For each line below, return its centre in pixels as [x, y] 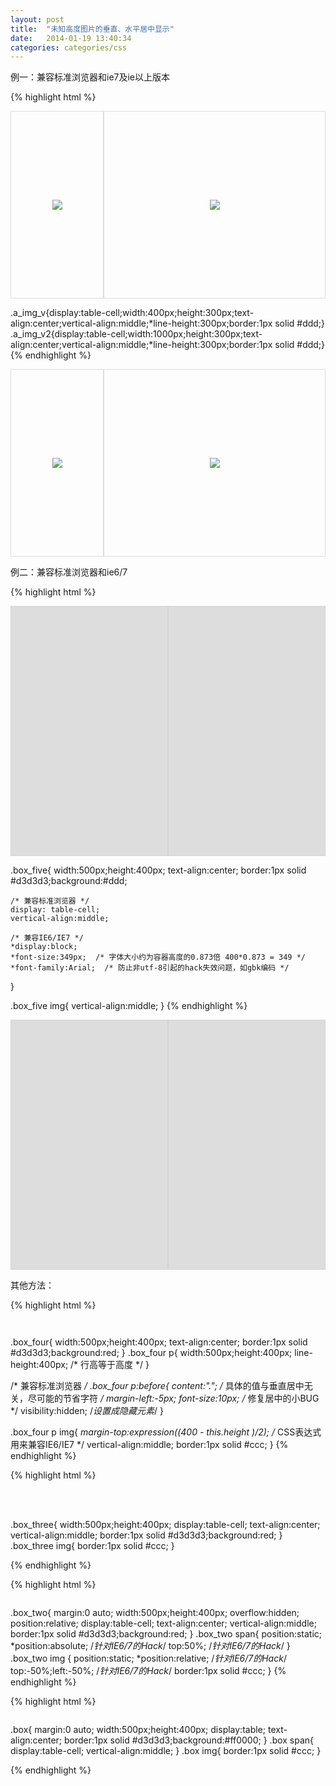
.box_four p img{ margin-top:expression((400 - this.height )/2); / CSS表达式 [166, 1432]
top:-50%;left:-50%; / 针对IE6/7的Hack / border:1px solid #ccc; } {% [148, 1671]
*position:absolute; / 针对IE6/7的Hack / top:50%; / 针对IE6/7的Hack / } [150, 1646]
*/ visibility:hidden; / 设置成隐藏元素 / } [87, 1411]
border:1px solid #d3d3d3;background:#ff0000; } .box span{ [189, 1740]
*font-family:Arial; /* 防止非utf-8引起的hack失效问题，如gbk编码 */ [150, 968]
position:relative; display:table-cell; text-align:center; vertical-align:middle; [163, 1623]
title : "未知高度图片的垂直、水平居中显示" [92, 29]
